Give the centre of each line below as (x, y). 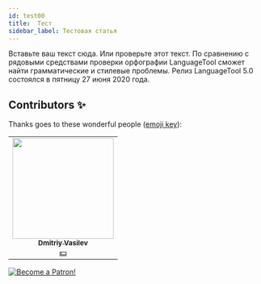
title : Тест (30, 23)
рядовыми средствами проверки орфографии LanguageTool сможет (126, 62)
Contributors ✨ (47, 104)
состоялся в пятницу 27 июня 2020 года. (79, 79)
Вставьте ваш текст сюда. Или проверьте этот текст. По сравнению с (128, 54)
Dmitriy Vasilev (63, 243)
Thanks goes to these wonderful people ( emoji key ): (95, 124)
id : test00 (27, 16)
